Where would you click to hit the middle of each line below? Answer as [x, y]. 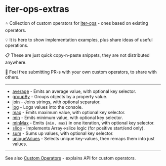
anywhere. [16, 62]
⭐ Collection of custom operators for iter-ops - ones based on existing [77, 23]
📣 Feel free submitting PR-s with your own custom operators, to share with [81, 72]
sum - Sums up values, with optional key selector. [63, 133]
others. [12, 77]
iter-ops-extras [37, 9]
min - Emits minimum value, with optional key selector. [68, 118]
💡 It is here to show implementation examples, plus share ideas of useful [79, 40]
